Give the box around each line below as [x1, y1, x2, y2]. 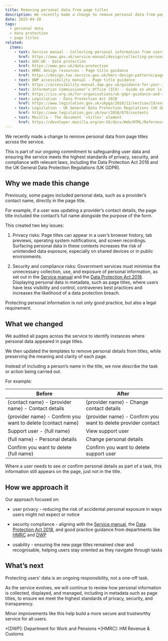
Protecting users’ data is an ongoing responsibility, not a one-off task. [5, 575, 149, 581]
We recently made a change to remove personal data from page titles [5, 133, 148, 139]
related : [5, 40, 23, 45]
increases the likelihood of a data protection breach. [12, 290, 120, 296]
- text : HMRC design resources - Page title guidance [14, 68, 128, 73]
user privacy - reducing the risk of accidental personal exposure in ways [12, 506, 162, 512]
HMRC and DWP [12, 532, 46, 538]
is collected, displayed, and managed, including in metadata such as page [5, 590, 157, 596]
